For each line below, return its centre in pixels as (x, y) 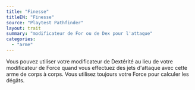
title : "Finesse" (28, 12)
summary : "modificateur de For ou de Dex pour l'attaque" (79, 34)
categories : (21, 39)
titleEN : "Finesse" (30, 17)
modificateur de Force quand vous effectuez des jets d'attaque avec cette (97, 67)
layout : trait (24, 28)
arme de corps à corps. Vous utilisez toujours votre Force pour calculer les (97, 74)
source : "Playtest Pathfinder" (45, 22)
